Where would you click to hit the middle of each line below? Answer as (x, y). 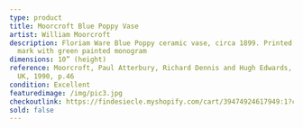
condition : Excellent (50, 85)
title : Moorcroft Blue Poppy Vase (74, 26)
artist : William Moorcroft (60, 34)
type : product (36, 18)
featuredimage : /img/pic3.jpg (66, 93)
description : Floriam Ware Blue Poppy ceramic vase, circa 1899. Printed (151, 43)
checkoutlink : (36, 101)
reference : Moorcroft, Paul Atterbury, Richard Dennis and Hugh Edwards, (151, 69)
